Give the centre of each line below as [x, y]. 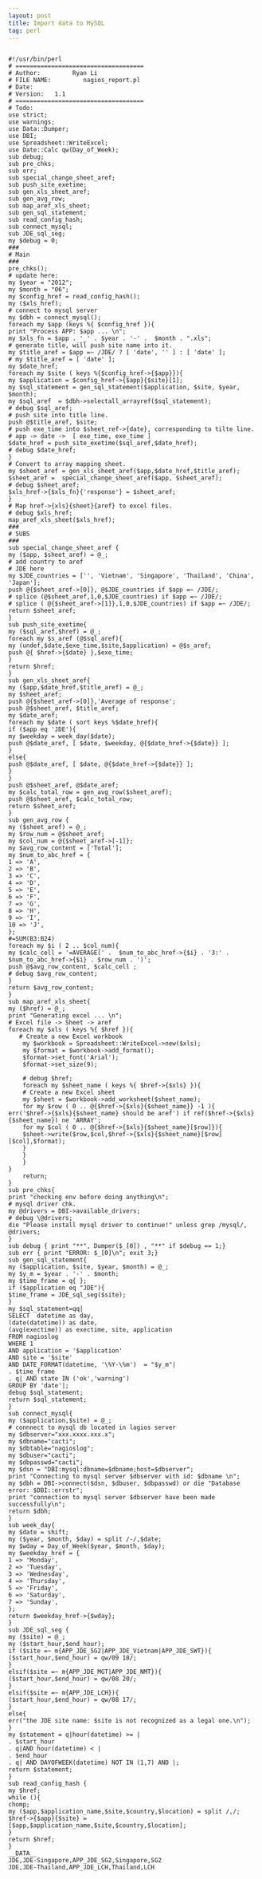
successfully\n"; [37, 1505]
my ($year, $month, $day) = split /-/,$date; [85, 1540]
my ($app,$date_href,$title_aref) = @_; [76, 688]
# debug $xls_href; [41, 513]
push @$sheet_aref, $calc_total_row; [71, 799]
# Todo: [21, 109]
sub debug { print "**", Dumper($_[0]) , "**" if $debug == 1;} [117, 1246]
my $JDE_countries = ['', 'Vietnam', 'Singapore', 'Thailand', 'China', [131, 576]
